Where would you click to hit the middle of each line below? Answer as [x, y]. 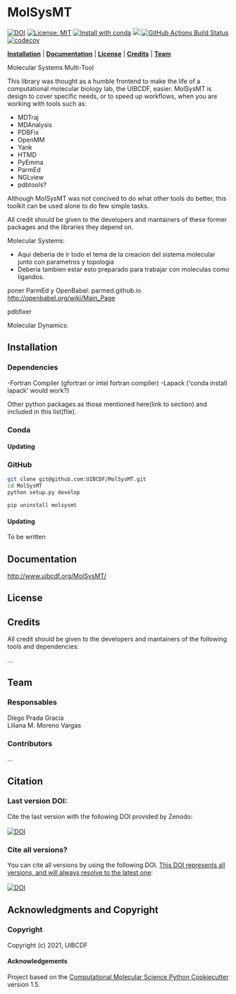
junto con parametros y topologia [66, 262]
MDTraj [28, 117]
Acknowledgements [38, 961]
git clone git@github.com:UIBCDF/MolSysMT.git [77, 479]
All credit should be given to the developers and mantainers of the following [117, 639]
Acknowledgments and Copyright [83, 910]
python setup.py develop [44, 493]
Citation [25, 781]
